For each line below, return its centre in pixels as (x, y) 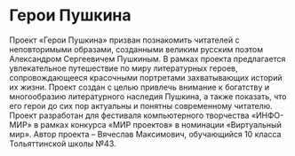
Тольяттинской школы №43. (63, 144)
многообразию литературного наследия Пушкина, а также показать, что (148, 96)
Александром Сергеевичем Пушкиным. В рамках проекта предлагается (147, 58)
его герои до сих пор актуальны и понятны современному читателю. (141, 105)
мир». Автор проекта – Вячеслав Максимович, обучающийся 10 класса (145, 134)
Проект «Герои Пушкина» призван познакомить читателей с (124, 40)
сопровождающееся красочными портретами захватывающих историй (146, 77)
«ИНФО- (267, 115)
